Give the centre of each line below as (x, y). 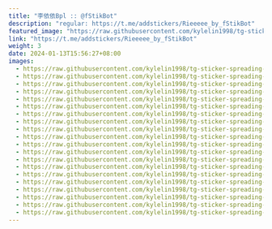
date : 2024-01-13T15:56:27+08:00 (65, 54)
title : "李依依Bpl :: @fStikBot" (63, 16)
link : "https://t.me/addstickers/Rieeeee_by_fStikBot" (103, 39)
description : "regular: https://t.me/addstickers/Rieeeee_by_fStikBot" (132, 24)
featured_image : (36, 31)
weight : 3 (25, 46)
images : (21, 62)
